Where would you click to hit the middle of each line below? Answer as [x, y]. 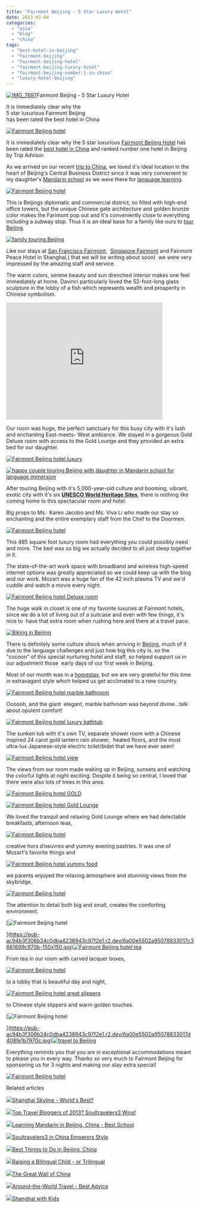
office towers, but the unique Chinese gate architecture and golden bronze [98, 209]
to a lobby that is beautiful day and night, [56, 982]
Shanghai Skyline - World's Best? [53, 1100]
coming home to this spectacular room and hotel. [66, 501]
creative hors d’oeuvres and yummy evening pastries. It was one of [89, 846]
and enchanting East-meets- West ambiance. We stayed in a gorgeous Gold [99, 435]
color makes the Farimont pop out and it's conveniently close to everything [98, 215]
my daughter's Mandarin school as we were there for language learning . [95, 179]
